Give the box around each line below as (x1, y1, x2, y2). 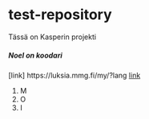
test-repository (8, 6, 112, 24)
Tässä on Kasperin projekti (8, 32, 97, 42)
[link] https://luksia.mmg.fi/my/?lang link (8, 70, 141, 80)
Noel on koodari (8, 50, 62, 60)
